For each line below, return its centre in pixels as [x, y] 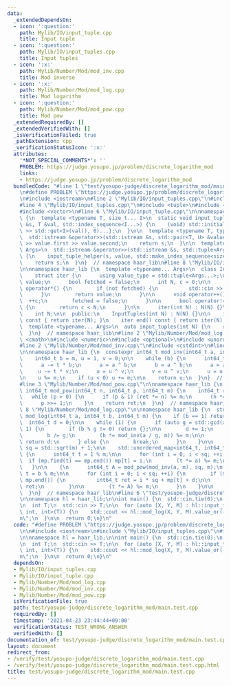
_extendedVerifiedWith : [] [52, 129]
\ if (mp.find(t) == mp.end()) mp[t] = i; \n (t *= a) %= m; [120, 461]
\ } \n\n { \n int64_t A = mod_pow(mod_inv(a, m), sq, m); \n [121, 467]
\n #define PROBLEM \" [50, 192]
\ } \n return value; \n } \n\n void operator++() [123, 295]
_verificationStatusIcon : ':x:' [60, 148]
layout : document [32, 646]
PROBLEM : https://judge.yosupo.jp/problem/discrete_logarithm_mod [117, 167]
